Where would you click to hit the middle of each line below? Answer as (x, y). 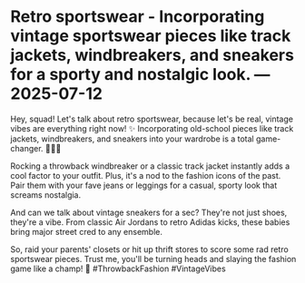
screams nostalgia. (46, 195)
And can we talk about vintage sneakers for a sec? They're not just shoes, (149, 212)
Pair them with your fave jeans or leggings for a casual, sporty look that (144, 185)
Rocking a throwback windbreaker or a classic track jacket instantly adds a (150, 166)
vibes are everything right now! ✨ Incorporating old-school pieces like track (152, 128)
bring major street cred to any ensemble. (86, 231)
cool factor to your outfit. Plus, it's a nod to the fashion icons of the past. (146, 175)
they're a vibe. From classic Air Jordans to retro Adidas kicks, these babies (150, 222)
